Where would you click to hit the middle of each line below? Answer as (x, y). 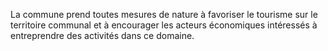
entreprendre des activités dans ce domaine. (102, 35)
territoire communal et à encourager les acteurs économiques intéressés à (164, 25)
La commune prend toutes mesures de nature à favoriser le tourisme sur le (164, 14)
